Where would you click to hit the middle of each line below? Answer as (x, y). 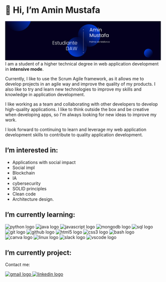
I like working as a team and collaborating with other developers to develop (82, 104)
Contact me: (18, 265)
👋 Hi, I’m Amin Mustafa (53, 10)
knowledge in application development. (45, 94)
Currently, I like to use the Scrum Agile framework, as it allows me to (75, 78)
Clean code (24, 194)
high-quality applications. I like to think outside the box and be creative (77, 109)
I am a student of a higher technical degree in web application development (82, 63)
